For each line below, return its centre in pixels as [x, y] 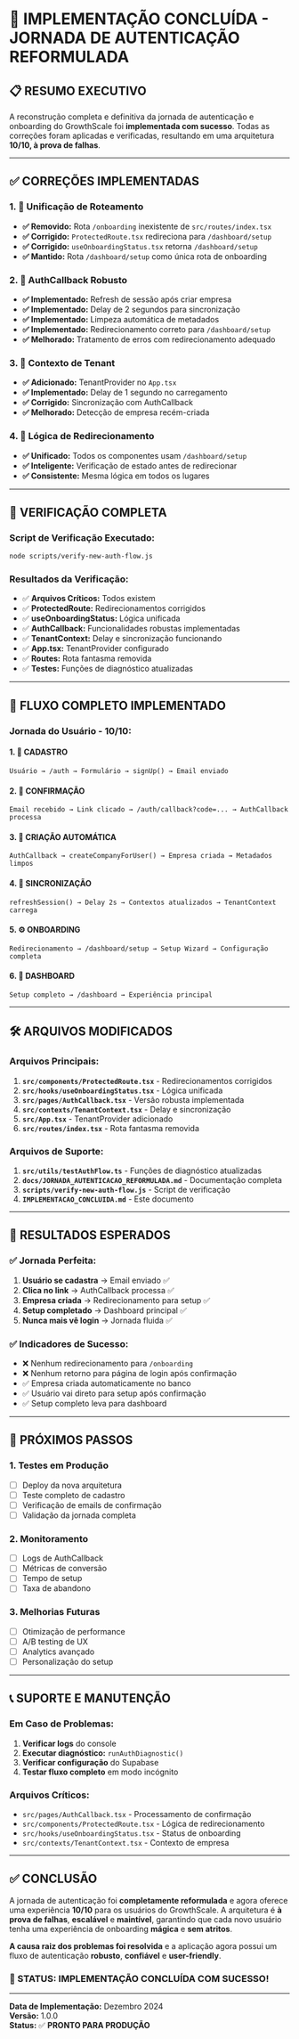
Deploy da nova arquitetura [72, 1485]
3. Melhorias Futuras [55, 1612]
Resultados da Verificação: [69, 579]
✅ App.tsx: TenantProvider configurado [95, 648]
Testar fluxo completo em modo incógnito [100, 1772]
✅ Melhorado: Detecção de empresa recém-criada [116, 412]
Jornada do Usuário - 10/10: [70, 730]
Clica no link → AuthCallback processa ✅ [98, 1290]
